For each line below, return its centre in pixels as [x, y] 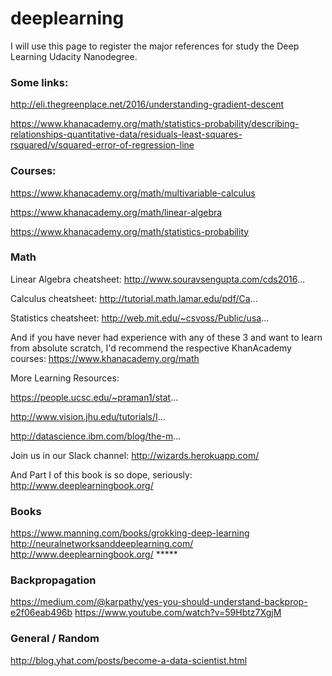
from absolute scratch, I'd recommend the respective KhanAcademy [151, 348]
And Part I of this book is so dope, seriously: [101, 474]
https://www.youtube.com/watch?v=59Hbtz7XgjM [178, 613]
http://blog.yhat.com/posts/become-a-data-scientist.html [129, 660]
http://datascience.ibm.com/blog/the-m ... [96, 436]
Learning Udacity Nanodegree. [74, 56]
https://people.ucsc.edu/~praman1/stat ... [94, 397]
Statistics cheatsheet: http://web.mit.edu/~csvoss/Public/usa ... [140, 318]
